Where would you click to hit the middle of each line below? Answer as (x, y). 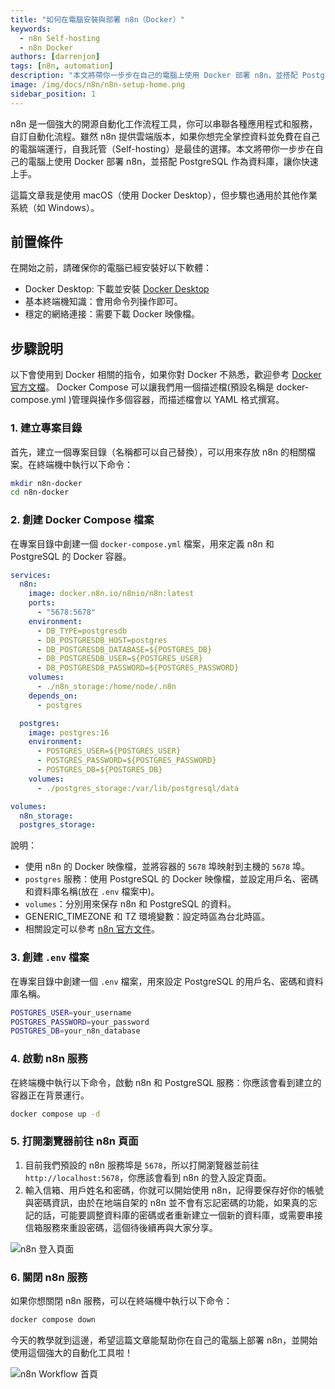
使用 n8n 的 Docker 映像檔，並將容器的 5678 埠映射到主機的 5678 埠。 (167, 867)
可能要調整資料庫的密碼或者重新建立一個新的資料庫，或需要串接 (191, 1215)
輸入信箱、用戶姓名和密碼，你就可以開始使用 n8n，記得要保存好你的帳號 (174, 1190)
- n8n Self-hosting (60, 38)
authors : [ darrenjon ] (55, 57)
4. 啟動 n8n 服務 (49, 1059)
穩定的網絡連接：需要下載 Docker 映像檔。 (112, 314)
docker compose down (53, 1320)
